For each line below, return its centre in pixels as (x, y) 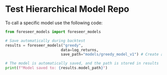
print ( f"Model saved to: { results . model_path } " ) (56, 68)
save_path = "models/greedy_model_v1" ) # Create (110, 55)
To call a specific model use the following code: (54, 23)
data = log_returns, (80, 50)
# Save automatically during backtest (45, 40)
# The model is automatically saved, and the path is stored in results (82, 63)
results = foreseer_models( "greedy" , (44, 45)
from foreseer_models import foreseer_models (53, 32)
